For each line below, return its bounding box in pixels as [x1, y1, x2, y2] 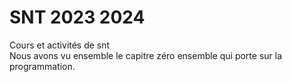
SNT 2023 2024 [9, 6, 146, 29]
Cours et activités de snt [9, 39, 111, 51]
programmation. [9, 60, 76, 72]
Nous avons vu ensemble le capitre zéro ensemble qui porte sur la [9, 49, 283, 61]
